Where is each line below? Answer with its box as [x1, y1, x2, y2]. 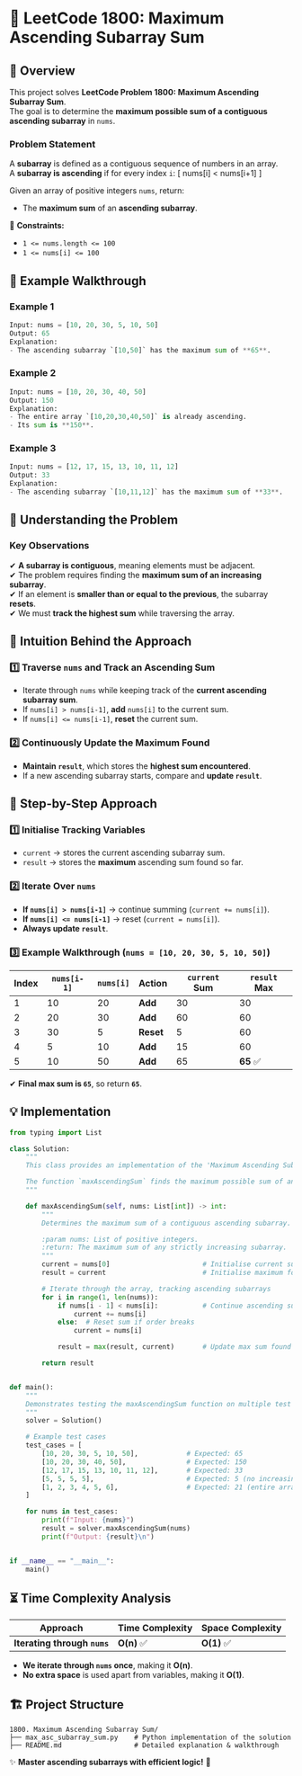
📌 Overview [9, 63, 75, 78]
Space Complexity [200, 1622, 282, 1635]
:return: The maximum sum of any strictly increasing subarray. [41, 1243, 288, 1253]
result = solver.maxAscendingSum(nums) [41, 1524, 191, 1533]
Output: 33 [9, 471, 50, 480]
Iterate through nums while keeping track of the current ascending [22, 685, 267, 696]
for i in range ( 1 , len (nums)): [41, 1292, 159, 1302]
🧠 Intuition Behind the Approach [9, 634, 192, 649]
